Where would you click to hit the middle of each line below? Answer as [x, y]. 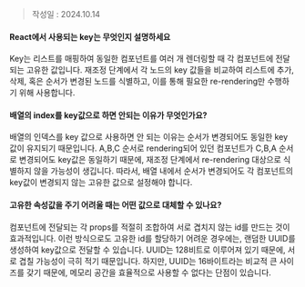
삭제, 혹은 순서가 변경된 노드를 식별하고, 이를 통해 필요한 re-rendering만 [137, 82]
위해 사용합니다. [47, 93]
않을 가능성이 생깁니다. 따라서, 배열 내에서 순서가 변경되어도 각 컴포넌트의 [163, 171]
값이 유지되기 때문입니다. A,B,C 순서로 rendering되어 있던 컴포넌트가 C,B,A [143, 148]
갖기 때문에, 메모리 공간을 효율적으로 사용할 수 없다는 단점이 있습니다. [148, 272]
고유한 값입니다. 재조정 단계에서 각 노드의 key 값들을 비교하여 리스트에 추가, [160, 70]
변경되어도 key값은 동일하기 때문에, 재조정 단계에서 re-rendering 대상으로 [150, 160]
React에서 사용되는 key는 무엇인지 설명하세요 [90, 36]
